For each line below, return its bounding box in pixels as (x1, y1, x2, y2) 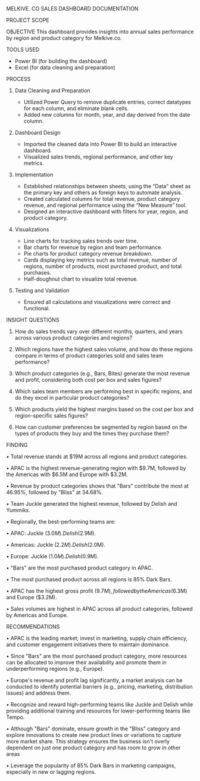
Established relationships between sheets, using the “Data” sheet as (23, 183, 191, 189)
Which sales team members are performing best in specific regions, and (14, 388, 192, 395)
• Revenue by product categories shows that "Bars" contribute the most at (6, 483, 189, 489)
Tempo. (6, 714, 25, 720)
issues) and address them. (6, 689, 71, 696)
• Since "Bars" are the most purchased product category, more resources (6, 652, 187, 659)
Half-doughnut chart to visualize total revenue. (23, 275, 138, 282)
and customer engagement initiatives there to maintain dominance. (6, 641, 170, 648)
